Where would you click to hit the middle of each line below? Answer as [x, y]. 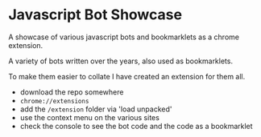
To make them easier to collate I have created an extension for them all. [127, 76]
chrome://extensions [54, 101]
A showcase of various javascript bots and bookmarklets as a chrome [124, 37]
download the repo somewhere [72, 92]
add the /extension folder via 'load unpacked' [96, 109]
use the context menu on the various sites [89, 117]
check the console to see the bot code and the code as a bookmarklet [136, 126]
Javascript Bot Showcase [95, 15]
